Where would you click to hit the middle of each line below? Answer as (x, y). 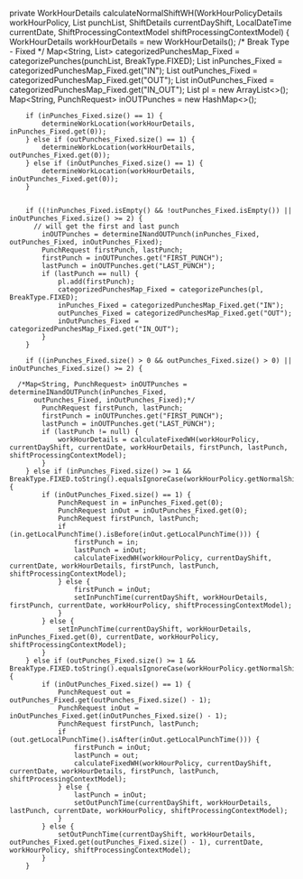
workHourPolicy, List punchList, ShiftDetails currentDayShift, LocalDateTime (151, 23)
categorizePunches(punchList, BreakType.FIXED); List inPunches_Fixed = (146, 61)
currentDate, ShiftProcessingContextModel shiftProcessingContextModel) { (150, 32)
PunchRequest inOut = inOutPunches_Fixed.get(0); (152, 511)
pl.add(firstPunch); (96, 282)
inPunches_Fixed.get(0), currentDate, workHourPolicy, (115, 637)
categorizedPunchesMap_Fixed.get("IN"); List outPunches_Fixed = (134, 70)
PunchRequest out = (94, 692)
